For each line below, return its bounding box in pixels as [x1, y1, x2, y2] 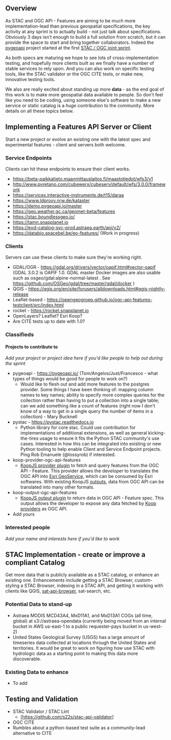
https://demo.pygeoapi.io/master [12, 202, 82, 209]
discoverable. [12, 655, 42, 662]
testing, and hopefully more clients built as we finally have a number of [5, 60, 154, 66]
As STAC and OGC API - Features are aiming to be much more [5, 17, 136, 23]
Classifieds [5, 331, 34, 338]
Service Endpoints [5, 154, 52, 161]
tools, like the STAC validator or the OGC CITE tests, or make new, [5, 71, 144, 77]
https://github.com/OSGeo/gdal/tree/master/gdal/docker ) [12, 280, 135, 287]
